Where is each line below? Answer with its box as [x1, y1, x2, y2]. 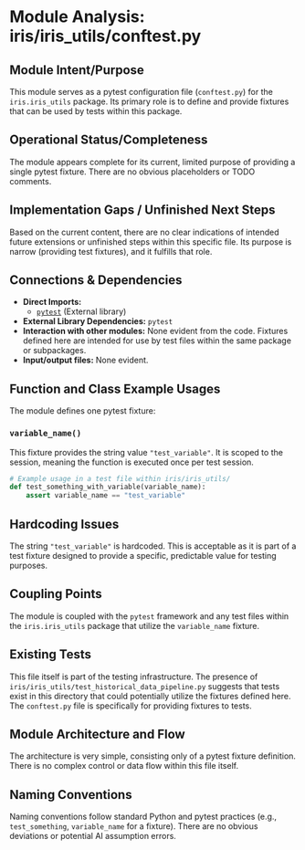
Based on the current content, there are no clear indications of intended [9, 226, 279, 237]
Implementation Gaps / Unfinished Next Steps [9, 203, 276, 218]
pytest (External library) [36, 306, 127, 317]
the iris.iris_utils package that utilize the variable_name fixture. [9, 620, 260, 631]
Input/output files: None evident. [22, 354, 149, 366]
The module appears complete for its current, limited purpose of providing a [9, 156, 296, 167]
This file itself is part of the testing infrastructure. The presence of [9, 671, 258, 682]
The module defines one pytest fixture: [9, 405, 156, 416]
